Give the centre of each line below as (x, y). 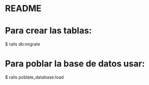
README (23, 8)
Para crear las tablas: (49, 31)
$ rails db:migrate (23, 44)
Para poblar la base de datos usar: (75, 64)
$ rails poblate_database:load (34, 77)
